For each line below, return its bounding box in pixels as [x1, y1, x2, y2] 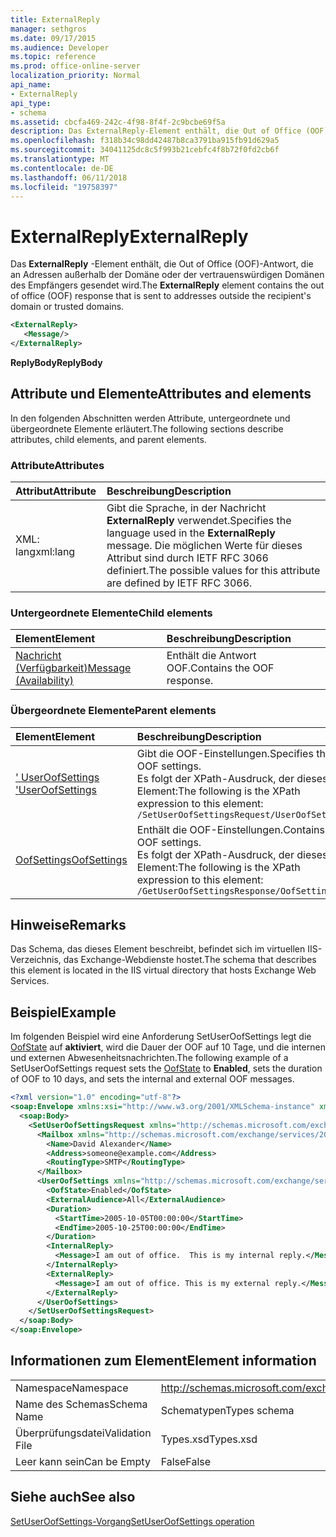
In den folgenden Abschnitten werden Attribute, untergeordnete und [10, 412, 291, 424]
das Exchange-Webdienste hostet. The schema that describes [63, 954, 317, 966]
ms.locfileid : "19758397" [10, 182, 118, 192]
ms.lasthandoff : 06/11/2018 [10, 172, 128, 183]
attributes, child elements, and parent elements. [10, 433, 207, 445]
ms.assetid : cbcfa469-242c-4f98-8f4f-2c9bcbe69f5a [10, 117, 226, 127]
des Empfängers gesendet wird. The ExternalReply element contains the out [10, 279, 325, 291]
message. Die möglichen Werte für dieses [106, 539, 303, 553]
